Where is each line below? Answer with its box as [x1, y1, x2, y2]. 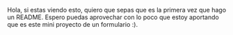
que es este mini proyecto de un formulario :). [7, 21, 138, 28]
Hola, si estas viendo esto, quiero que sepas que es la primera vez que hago [7, 6, 227, 14]
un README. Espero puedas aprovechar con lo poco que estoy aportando [7, 13, 219, 21]
